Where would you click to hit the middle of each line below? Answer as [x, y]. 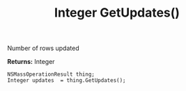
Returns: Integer [31, 62]
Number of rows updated [43, 48]
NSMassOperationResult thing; [51, 74]
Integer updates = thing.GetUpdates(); [67, 81]
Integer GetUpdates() [117, 13]
